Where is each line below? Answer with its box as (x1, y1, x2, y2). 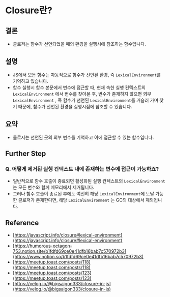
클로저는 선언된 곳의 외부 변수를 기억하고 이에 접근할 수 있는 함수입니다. (12, 134, 154, 140)
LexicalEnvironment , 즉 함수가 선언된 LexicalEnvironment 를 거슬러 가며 (12, 97, 159, 103)
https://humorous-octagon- (14, 243, 72, 249)
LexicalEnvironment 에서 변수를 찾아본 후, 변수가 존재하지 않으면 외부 (12, 91, 152, 97)
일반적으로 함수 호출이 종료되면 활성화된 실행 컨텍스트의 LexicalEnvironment (12, 178, 165, 184)
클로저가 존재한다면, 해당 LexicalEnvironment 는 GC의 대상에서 (18, 197, 145, 203)
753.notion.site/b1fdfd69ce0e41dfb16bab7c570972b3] (12, 248, 127, 254)
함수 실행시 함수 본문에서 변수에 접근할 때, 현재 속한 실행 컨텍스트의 (12, 84, 146, 91)
